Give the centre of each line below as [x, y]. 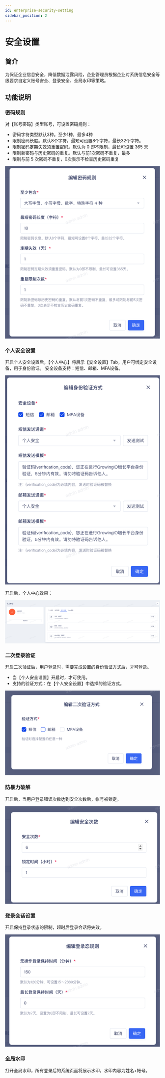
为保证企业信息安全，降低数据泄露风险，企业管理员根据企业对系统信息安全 [80, 74]
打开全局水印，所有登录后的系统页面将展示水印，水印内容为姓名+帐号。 [78, 1070]
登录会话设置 [20, 916]
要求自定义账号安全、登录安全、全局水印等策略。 [59, 80]
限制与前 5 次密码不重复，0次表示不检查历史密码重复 [66, 159]
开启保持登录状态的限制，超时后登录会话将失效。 [55, 927]
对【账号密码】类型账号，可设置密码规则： [48, 124]
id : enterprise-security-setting [39, 10]
